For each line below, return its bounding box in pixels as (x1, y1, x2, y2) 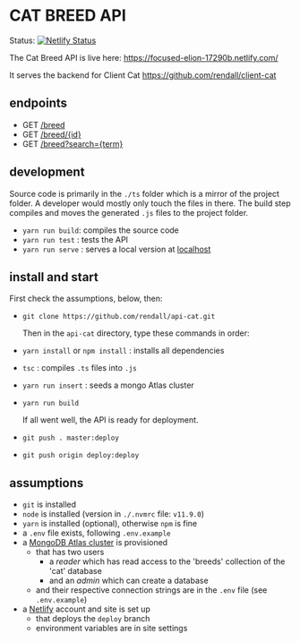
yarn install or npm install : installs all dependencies (21, 346, 225, 356)
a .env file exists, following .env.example (21, 527, 171, 538)
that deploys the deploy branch (35, 613, 150, 624)
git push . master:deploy (21, 433, 119, 443)
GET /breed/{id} (21, 129, 82, 140)
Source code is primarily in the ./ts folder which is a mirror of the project (9, 188, 280, 199)
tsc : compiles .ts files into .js (21, 363, 137, 373)
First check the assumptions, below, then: (9, 293, 163, 304)
